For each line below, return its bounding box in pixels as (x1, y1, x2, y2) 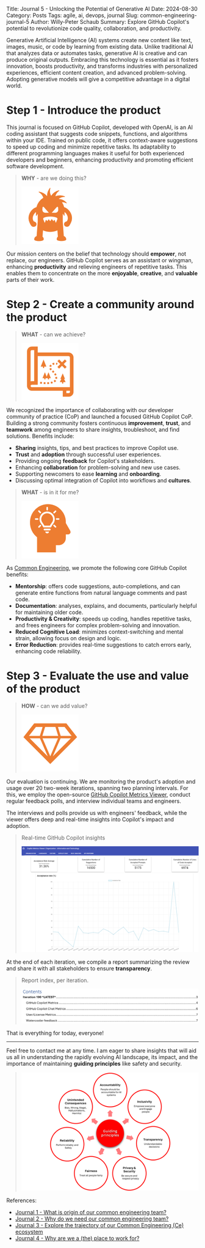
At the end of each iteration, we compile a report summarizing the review (6, 958, 190, 966)
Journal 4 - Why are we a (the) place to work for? (15, 1235, 140, 1242)
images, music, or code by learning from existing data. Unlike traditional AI (6, 43, 193, 50)
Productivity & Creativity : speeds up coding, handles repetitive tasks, (15, 615, 192, 622)
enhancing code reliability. (15, 648, 82, 655)
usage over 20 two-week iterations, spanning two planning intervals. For (6, 784, 189, 791)
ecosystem (15, 1228, 43, 1235)
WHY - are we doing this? (21, 174, 87, 182)
